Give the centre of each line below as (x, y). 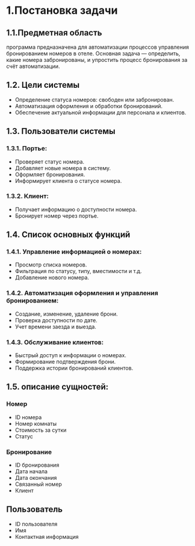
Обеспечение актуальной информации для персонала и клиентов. (101, 112)
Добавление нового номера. (52, 278)
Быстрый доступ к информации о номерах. (70, 355)
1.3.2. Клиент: (28, 196)
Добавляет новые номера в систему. (63, 168)
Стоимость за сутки (41, 430)
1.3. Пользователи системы (61, 131)
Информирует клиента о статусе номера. (68, 180)
